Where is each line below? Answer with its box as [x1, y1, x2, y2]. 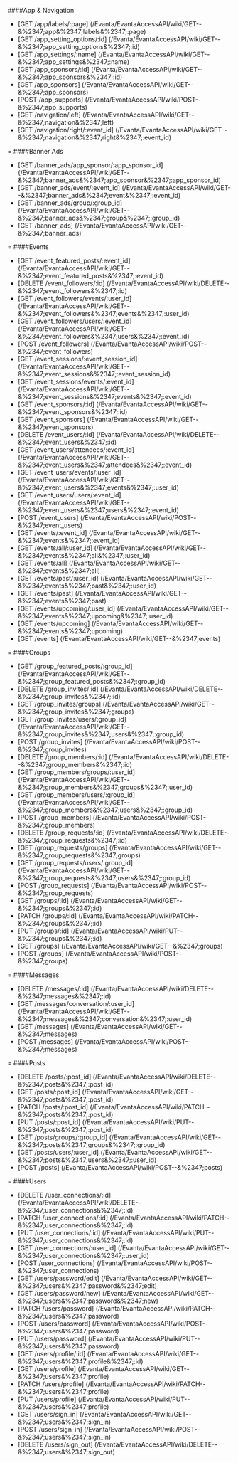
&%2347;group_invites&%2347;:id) [17, 692, 121, 700]
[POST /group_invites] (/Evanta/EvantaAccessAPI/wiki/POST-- [17, 738, 201, 746]
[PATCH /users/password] [17, 1304, 94, 1312]
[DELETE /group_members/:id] [17, 753, 108, 761]
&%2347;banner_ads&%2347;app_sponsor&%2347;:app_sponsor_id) [17, 176, 222, 184]
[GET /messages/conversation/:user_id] [17, 1000, 135, 1008]
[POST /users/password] [17, 1319, 91, 1328]
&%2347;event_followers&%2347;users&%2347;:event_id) [17, 332, 190, 340]
